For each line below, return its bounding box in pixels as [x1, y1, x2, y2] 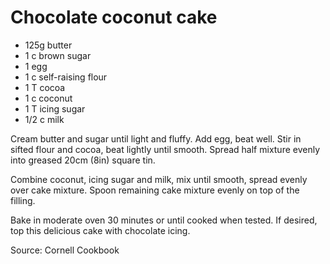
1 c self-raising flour [24, 71, 108, 83]
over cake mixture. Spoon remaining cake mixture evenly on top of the [10, 184, 300, 196]
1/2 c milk [24, 113, 65, 125]
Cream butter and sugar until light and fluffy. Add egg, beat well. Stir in [10, 132, 302, 145]
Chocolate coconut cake [10, 6, 218, 29]
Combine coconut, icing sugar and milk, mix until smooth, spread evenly [10, 173, 308, 185]
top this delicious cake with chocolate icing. [10, 224, 191, 236]
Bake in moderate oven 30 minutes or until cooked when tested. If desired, [10, 214, 318, 226]
